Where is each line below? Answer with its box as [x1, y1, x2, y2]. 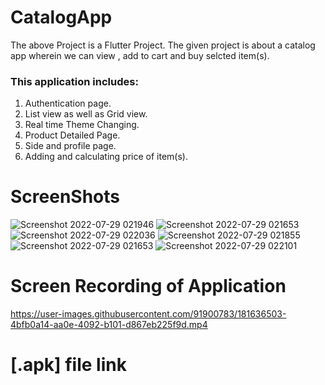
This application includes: [10, 74, 139, 88]
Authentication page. [24, 97, 112, 110]
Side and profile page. [24, 140, 117, 152]
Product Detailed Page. [24, 129, 121, 141]
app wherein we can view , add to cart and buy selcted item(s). [10, 49, 270, 61]
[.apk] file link [10, 354, 127, 376]
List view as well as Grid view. [24, 108, 148, 120]
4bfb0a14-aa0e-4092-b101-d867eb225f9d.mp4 [10, 319, 208, 331]
